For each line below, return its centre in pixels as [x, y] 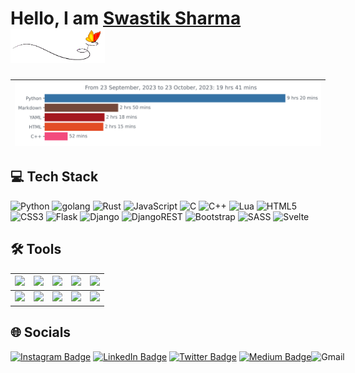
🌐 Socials [41, 332]
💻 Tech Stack [54, 177]
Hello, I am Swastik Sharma [126, 18]
